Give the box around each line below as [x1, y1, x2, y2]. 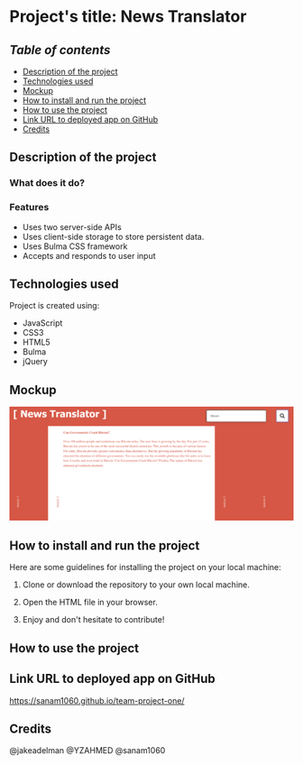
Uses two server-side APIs [22, 221, 122, 232]
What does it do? [9, 177, 86, 189]
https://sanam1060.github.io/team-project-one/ [9, 695, 185, 705]
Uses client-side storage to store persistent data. [22, 231, 205, 242]
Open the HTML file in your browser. [22, 597, 158, 608]
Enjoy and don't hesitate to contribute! [22, 614, 165, 625]
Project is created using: [9, 300, 100, 311]
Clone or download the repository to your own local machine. [22, 579, 250, 590]
